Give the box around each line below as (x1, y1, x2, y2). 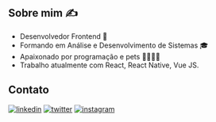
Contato (8, 83, 49, 97)
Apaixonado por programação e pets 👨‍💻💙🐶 (19, 51, 160, 61)
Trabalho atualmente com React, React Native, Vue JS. (19, 60, 199, 70)
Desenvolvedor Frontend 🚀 (19, 31, 108, 41)
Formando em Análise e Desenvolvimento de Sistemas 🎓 (19, 40, 209, 50)
